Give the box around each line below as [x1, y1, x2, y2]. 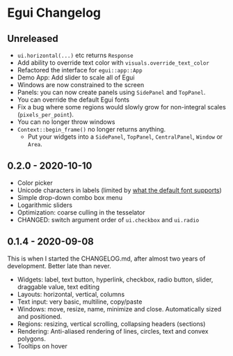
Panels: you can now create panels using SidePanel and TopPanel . [17, 88, 206, 96]
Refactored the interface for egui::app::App [17, 66, 143, 74]
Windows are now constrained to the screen [17, 81, 145, 88]
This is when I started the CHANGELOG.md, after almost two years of [7, 254, 206, 263]
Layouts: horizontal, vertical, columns [17, 290, 125, 298]
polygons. [17, 334, 47, 343]
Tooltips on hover [17, 341, 68, 350]
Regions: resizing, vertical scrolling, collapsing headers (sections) [17, 319, 206, 328]
